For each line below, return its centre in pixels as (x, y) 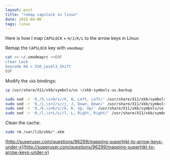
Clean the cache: (23, 123)
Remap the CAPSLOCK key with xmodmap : (45, 48)
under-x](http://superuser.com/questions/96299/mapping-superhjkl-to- (80, 147)
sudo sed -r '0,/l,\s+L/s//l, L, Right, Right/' (57, 113)
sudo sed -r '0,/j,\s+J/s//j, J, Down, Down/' (55, 104)
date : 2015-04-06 (24, 19)
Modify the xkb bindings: (31, 81)
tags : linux (18, 24)
